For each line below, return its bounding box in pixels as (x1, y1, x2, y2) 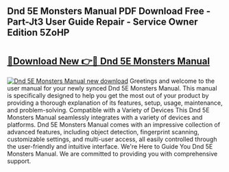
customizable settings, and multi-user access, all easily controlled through (7, 135, 217, 143)
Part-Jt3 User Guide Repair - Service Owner (7, 16, 198, 28)
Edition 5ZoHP (7, 27, 70, 38)
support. (7, 157, 32, 165)
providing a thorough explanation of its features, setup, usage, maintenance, (7, 99, 223, 107)
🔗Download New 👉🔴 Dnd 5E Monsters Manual (7, 55, 210, 67)
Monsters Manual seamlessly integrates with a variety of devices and (7, 113, 203, 121)
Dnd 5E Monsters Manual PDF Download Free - (7, 5, 211, 17)
